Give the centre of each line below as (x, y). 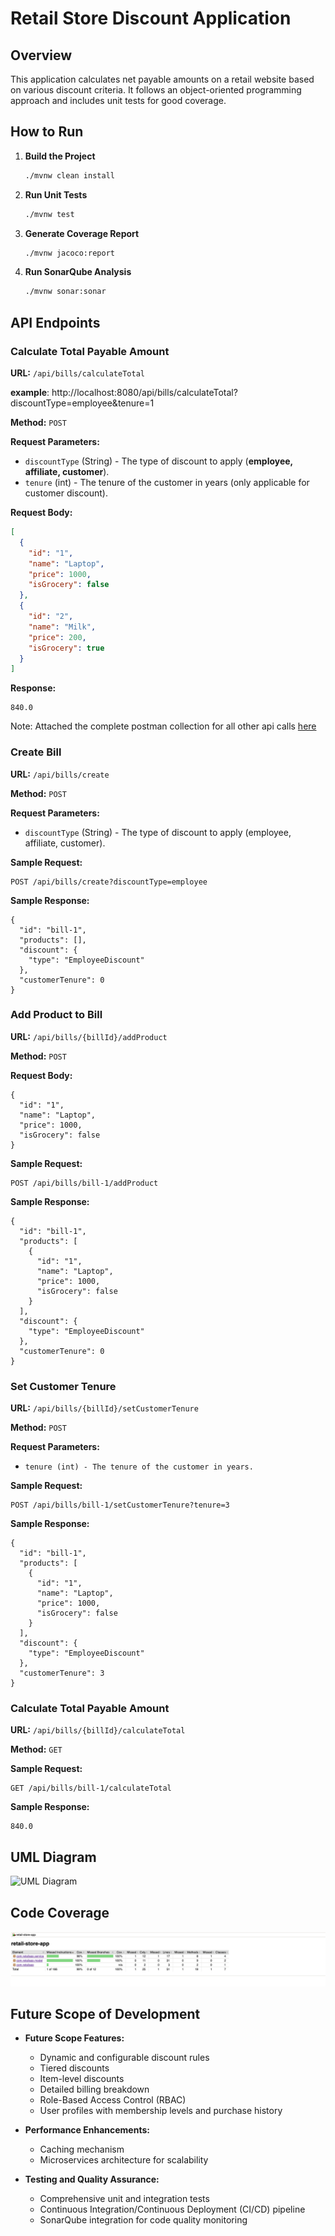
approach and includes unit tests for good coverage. (118, 100)
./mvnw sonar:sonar (65, 292)
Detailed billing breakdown (94, 2089)
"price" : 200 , (57, 637)
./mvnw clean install (69, 175)
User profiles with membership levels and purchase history (161, 2111)
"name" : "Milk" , (62, 627)
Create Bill (36, 752)
